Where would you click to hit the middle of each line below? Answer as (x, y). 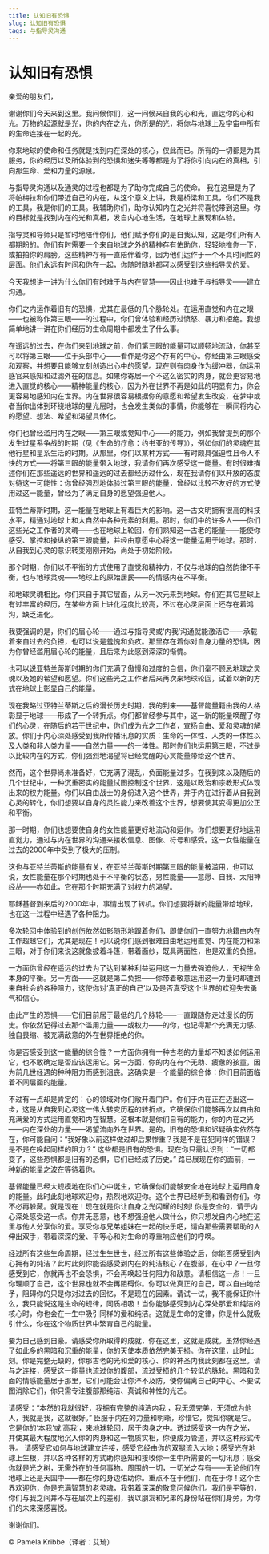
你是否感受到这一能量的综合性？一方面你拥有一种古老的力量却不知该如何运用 (134, 1052)
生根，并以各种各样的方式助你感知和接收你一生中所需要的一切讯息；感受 (141, 1458)
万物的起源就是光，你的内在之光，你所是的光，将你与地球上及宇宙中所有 (141, 123)
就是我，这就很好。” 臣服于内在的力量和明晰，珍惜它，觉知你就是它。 (143, 1418)
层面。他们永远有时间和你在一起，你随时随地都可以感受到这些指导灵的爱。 (131, 264)
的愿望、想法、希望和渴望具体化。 (64, 416)
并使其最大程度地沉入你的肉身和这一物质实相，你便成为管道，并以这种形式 (131, 1438)
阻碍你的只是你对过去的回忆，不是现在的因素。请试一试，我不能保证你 (138, 1294)
